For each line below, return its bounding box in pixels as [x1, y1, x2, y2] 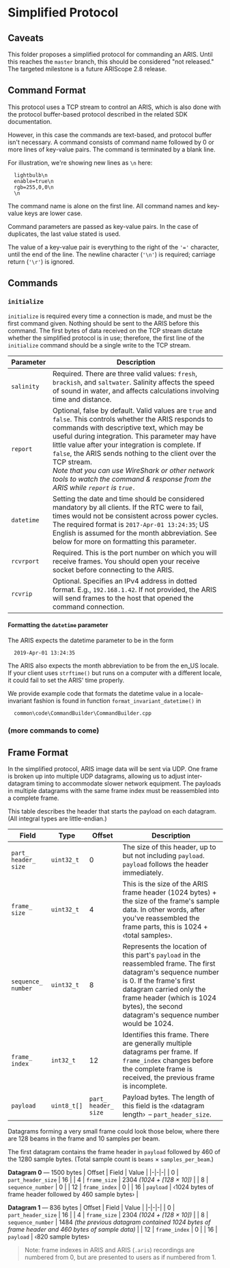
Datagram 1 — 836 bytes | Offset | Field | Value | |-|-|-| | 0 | [8, 1204, 175, 1212]
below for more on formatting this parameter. [52, 537, 197, 546]
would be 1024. [122, 1019, 174, 1029]
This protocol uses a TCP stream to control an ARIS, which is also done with [8, 103, 221, 111]
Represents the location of [122, 942, 207, 951]
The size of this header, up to [122, 842, 216, 852]
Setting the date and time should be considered [52, 493, 205, 503]
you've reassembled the [122, 914, 200, 923]
